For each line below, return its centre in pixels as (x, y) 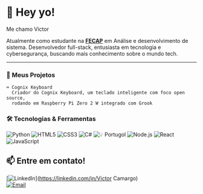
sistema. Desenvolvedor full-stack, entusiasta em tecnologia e (84, 47)
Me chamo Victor (28, 29)
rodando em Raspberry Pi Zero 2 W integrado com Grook (82, 103)
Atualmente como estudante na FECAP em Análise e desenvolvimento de (97, 40)
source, (16, 98)
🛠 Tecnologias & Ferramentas (51, 119)
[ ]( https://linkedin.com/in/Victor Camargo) (72, 178)
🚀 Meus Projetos (31, 75)
